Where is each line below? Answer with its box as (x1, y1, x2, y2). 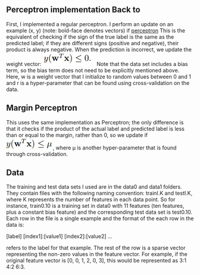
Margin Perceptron (6, 103, 77, 113)
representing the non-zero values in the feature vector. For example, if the (6, 251, 187, 258)
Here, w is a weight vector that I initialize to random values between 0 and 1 (6, 73, 192, 80)
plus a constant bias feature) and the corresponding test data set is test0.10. (6, 208, 193, 216)
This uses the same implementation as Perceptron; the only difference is (6, 118, 184, 126)
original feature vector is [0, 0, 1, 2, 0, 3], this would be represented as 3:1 (6, 257, 186, 264)
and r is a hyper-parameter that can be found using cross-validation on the (6, 79, 190, 86)
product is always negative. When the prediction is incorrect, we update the (6, 46, 192, 53)
